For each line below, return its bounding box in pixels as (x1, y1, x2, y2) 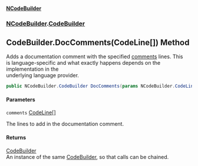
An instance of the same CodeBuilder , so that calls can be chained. (6, 153, 169, 160)
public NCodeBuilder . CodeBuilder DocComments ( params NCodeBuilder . (6, 83, 176, 89)
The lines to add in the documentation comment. (6, 121, 124, 128)
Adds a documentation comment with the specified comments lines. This (6, 53, 183, 60)
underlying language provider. (6, 72, 80, 79)
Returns (6, 134, 27, 141)
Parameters (6, 96, 35, 103)
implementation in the (6, 65, 59, 73)
